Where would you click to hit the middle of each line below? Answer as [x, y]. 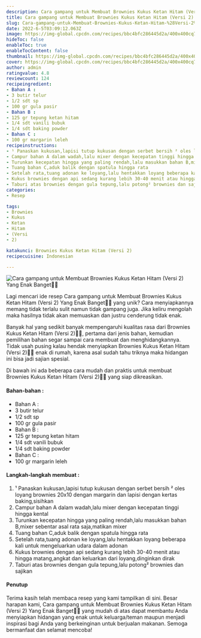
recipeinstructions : [32, 145]
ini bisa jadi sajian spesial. [38, 359]
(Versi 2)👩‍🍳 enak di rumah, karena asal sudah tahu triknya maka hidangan [97, 353]
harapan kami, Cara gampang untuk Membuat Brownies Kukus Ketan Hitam [99, 604]
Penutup [17, 585]
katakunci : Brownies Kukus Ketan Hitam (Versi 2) [69, 250]
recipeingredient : [29, 84]
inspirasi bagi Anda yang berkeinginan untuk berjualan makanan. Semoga [97, 623]
